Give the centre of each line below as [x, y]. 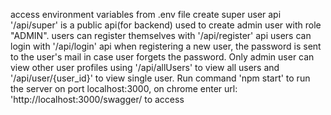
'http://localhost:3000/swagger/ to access [97, 99]
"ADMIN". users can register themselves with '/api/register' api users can [161, 35]
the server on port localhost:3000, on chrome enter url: [124, 88]
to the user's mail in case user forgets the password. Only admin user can [162, 57]
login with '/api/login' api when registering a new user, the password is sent [166, 46]
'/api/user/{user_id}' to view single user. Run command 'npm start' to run [160, 78]
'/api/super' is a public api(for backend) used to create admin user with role [166, 25]
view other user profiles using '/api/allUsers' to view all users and [145, 67]
